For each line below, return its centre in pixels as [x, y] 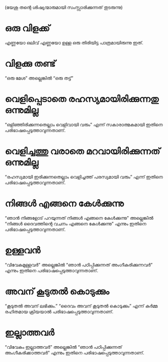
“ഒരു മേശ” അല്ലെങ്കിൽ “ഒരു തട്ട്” [39, 78]
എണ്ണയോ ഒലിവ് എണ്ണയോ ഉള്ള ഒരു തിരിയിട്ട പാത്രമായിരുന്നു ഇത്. [74, 42]
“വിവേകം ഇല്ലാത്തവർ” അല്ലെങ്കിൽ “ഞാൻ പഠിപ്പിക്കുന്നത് [63, 347]
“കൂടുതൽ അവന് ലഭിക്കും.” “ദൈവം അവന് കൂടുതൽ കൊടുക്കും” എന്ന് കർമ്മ [81, 306]
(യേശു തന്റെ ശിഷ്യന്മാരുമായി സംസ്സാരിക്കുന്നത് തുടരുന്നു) [64, 7]
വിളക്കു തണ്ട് [30, 64]
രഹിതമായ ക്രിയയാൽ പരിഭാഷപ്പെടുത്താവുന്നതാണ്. [59, 312]
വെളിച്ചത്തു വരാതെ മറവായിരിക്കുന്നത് [82, 151]
